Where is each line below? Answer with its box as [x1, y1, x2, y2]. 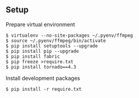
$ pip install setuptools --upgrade [5, 43, 98, 49]
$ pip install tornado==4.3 [5, 64, 77, 70]
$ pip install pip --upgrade [5, 48, 79, 54]
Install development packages [5, 75, 80, 82]
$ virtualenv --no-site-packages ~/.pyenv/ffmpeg [5, 32, 134, 38]
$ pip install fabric [5, 54, 60, 60]
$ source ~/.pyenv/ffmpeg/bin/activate [5, 37, 106, 44]
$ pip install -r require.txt [5, 86, 82, 92]
